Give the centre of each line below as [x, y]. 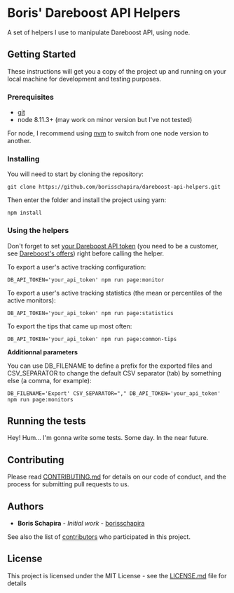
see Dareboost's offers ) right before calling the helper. [86, 253]
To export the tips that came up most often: [70, 326]
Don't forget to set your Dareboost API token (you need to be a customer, [113, 246]
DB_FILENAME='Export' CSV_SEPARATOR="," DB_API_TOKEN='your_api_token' [114, 393]
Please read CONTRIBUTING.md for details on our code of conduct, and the [117, 477]
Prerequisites [30, 97]
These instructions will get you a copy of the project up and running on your [117, 71]
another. [19, 141]
